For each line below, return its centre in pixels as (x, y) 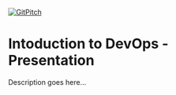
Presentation (51, 61)
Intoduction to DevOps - (88, 44)
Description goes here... (47, 82)
